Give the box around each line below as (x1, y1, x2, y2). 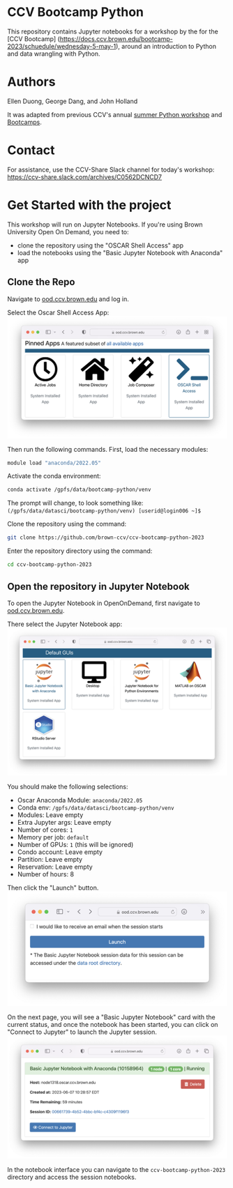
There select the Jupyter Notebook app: (7, 620, 123, 628)
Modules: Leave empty (17, 810, 84, 819)
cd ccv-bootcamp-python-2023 (7, 561, 92, 568)
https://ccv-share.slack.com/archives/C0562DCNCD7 (7, 172, 163, 181)
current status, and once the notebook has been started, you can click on (7, 1020, 218, 1028)
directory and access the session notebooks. (7, 1173, 137, 1182)
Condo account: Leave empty (17, 848, 103, 856)
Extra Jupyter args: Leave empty (17, 818, 112, 826)
